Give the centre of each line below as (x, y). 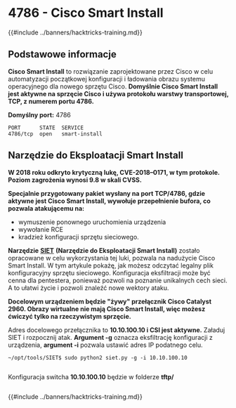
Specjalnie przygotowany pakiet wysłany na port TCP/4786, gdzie (107, 193)
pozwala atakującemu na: (46, 208)
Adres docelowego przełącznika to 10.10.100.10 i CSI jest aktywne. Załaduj (117, 330)
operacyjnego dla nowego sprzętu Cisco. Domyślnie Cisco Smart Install (113, 86)
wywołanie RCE (41, 229)
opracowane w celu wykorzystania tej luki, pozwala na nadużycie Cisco (112, 258)
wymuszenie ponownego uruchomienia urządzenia (92, 222)
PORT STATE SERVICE (46, 128)
